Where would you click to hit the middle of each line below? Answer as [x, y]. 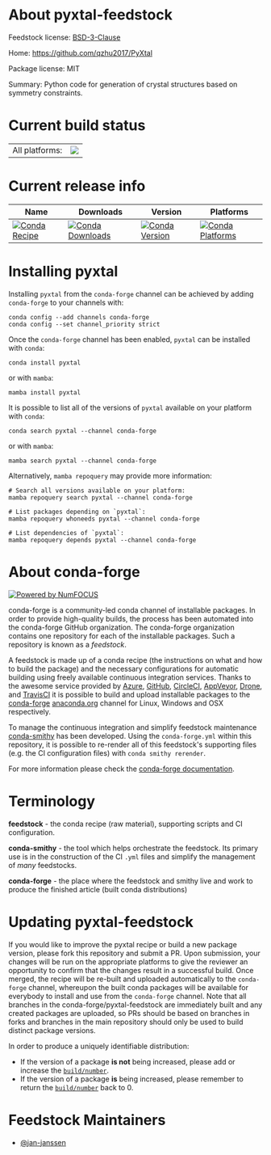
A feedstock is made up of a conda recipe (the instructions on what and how [135, 660]
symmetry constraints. [46, 93]
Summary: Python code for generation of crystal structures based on [123, 84]
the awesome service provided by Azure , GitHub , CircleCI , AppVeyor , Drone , [135, 685]
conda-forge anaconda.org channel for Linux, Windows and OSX [116, 703]
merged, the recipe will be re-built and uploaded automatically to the [122, 979]
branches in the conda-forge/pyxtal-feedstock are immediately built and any [135, 1005]
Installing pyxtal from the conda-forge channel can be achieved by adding [131, 293]
